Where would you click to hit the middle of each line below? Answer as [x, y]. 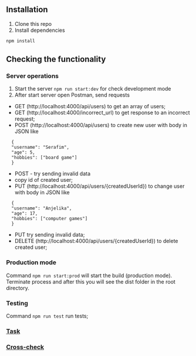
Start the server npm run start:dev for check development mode [93, 89]
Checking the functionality [56, 59]
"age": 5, [23, 152]
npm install [21, 41]
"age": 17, [25, 214]
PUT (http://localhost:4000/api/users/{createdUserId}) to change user [99, 186]
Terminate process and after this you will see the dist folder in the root [91, 281]
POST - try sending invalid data [53, 174]
